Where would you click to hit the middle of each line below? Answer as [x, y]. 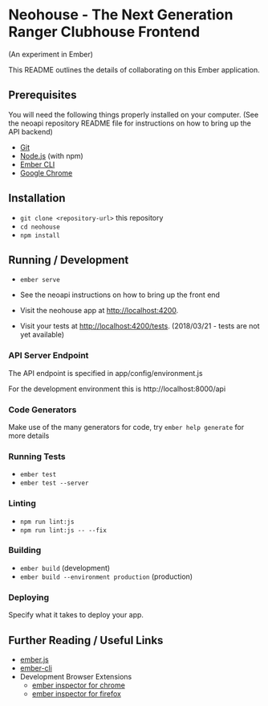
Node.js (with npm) [52, 155]
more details [29, 436]
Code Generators [43, 410]
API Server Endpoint [49, 356]
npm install [40, 235]
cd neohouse [40, 227]
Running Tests [37, 456]
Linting [22, 503]
